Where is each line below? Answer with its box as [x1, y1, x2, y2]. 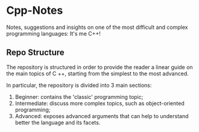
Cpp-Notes [6, 4, 63, 17]
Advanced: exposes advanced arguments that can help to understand [14, 112, 189, 119]
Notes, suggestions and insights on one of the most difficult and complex [6, 24, 188, 31]
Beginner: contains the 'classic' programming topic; [14, 93, 144, 100]
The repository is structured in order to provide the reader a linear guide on [6, 63, 193, 71]
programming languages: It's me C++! [6, 30, 101, 37]
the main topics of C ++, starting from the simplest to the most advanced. [6, 70, 189, 77]
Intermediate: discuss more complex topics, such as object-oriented [14, 99, 185, 107]
